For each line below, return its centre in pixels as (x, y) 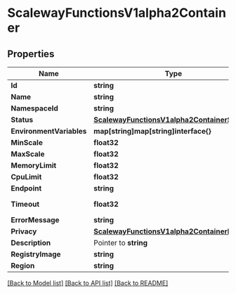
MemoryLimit (34, 165)
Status (22, 120)
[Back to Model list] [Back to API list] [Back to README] (88, 283)
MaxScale (28, 154)
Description (31, 243)
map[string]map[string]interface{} (153, 131)
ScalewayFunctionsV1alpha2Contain (117, 13)
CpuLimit (26, 177)
